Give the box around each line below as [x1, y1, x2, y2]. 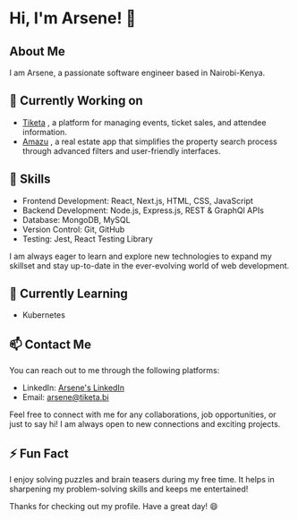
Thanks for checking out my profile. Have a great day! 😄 [9, 501, 218, 512]
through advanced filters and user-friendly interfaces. [21, 145, 221, 156]
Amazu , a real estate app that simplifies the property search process [21, 136, 277, 147]
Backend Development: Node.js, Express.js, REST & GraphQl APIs [21, 205, 264, 216]
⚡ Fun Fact [9, 446, 69, 461]
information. [21, 126, 67, 137]
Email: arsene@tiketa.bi [21, 392, 109, 403]
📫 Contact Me [9, 337, 92, 352]
